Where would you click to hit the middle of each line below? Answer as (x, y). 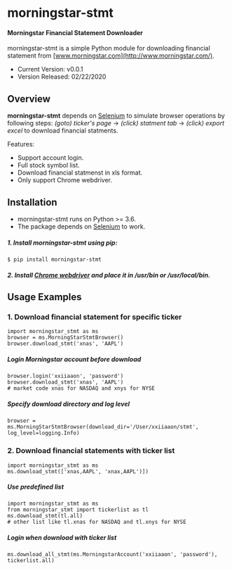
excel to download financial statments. (63, 130)
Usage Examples (45, 297)
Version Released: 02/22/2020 (62, 77)
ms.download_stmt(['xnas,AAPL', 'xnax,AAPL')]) (78, 471)
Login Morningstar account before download (74, 359)
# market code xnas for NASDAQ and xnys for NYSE (81, 388)
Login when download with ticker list (62, 538)
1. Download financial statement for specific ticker (95, 317)
